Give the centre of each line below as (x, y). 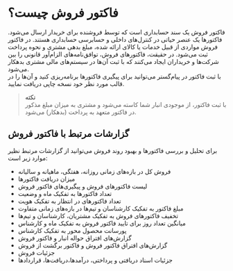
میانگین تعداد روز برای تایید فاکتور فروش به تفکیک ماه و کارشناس (102, 223)
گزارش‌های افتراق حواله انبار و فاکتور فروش (75, 238)
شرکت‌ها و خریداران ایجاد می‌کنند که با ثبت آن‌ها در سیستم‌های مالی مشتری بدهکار (113, 61)
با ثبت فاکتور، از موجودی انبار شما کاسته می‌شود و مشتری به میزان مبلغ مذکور (126, 104)
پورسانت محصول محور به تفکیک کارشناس (72, 230)
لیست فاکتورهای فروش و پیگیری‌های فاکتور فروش (83, 186)
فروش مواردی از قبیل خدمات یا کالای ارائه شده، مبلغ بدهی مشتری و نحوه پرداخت (113, 47)
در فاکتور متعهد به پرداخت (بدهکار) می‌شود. (81, 112)
